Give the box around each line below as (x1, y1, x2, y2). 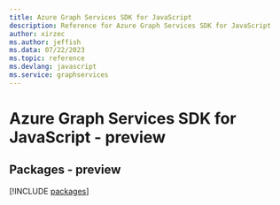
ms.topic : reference (9, 54, 86, 63)
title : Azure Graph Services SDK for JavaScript (9, 12, 192, 22)
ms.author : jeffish (9, 37, 82, 47)
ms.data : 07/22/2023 (9, 46, 86, 55)
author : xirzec (9, 29, 66, 38)
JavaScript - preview (9, 127, 167, 147)
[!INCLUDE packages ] (9, 186, 89, 196)
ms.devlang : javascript (9, 63, 97, 72)
